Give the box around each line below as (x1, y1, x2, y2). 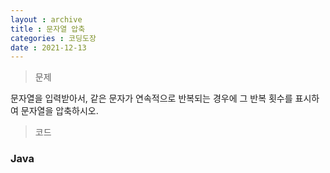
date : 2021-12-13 (10, 42, 87, 53)
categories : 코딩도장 (10, 33, 97, 43)
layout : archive (10, 14, 83, 25)
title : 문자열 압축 (10, 24, 86, 34)
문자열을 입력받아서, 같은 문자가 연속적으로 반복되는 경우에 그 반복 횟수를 (10, 92, 293, 105)
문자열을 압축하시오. (20, 105, 99, 117)
